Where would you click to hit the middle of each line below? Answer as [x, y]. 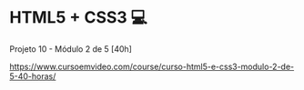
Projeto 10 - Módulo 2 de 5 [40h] [71, 49]
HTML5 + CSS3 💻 [79, 18]
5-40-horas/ [33, 76]
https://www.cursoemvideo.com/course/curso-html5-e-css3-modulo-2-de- [152, 66]
